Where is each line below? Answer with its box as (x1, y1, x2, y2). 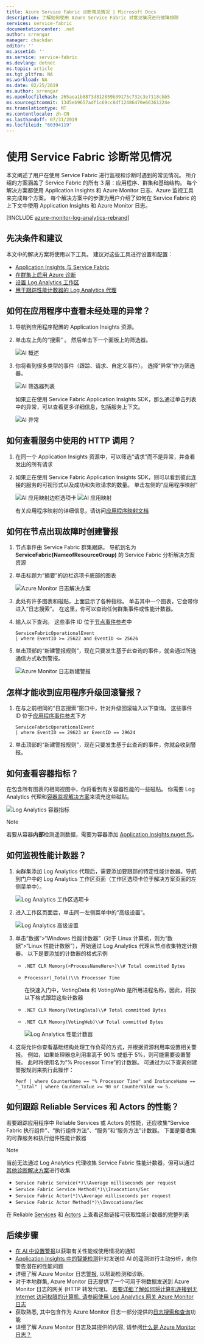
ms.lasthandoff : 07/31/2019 (6, 116, 78, 122)
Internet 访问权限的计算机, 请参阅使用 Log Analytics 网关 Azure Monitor (15, 1293, 194, 1300)
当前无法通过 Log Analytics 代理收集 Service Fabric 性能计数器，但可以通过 (6, 1159, 195, 1166)
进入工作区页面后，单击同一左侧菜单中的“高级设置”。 (15, 908, 149, 916)
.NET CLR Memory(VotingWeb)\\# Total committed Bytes (24, 1019, 164, 1025)
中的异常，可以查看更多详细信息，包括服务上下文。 (15, 403, 144, 410)
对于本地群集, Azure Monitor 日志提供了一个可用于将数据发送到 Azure (15, 1278, 190, 1285)
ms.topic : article (6, 65, 53, 72)
